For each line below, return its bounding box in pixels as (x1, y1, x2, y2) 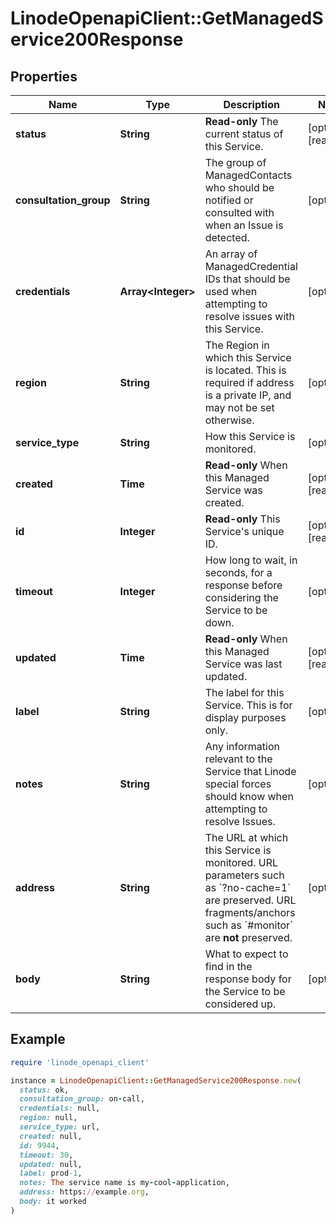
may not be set (204, 401, 275, 414)
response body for (204, 972, 292, 986)
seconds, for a (204, 566, 273, 579)
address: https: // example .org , (19, 1187, 150, 1197)
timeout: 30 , (19, 1150, 74, 1160)
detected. (204, 231, 250, 244)
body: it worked (19, 1197, 87, 1207)
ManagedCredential (204, 260, 298, 273)
